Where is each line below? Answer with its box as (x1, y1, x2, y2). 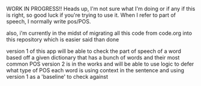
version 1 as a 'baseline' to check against (6, 73, 109, 80)
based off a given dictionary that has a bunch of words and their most (6, 54, 180, 61)
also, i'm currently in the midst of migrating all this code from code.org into (6, 29, 192, 37)
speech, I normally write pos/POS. (6, 18, 92, 25)
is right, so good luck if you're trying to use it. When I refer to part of (6, 11, 176, 19)
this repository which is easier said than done (6, 36, 120, 43)
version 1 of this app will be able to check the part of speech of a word (6, 48, 182, 55)
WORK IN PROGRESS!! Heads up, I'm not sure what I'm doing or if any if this (6, 5, 196, 12)
